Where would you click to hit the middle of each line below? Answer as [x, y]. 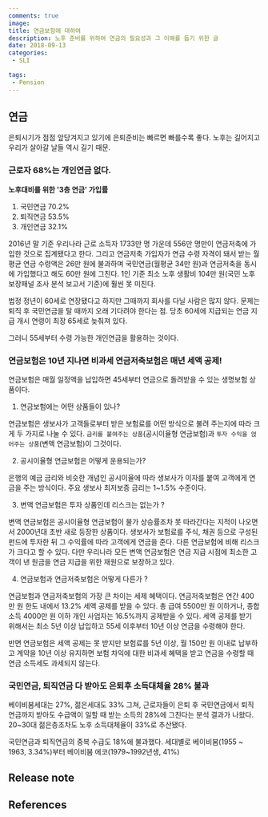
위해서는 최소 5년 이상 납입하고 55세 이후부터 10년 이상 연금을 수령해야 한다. [127, 626]
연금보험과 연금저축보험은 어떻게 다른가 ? [84, 579]
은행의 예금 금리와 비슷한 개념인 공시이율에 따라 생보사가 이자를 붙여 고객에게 [128, 478]
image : [19, 23]
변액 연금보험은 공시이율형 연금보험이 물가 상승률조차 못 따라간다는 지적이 [123, 522]
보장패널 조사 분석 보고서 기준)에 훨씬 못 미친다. [82, 283]
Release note [41, 777]
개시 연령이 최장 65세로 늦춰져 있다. [72, 321]
